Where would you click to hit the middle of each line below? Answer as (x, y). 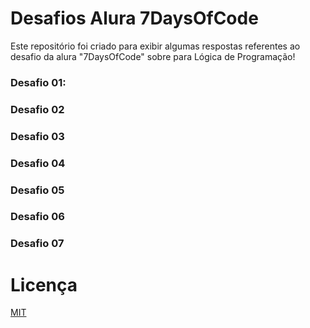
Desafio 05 (37, 190)
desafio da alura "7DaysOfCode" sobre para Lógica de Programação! (153, 56)
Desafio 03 (37, 136)
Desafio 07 (37, 244)
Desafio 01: (38, 82)
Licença (44, 284)
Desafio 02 (37, 109)
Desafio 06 (37, 217)
